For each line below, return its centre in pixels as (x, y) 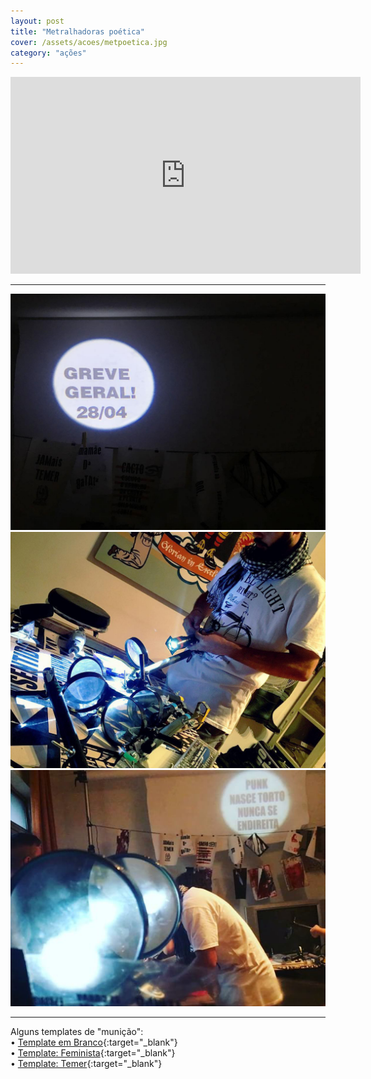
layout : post (37, 21)
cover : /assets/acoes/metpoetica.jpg (89, 42)
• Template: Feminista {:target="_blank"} (93, 1053)
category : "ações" (48, 53)
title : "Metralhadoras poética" (77, 31)
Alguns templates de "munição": (77, 1032)
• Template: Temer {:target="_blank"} (86, 1064)
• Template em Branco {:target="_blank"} (94, 1042)
